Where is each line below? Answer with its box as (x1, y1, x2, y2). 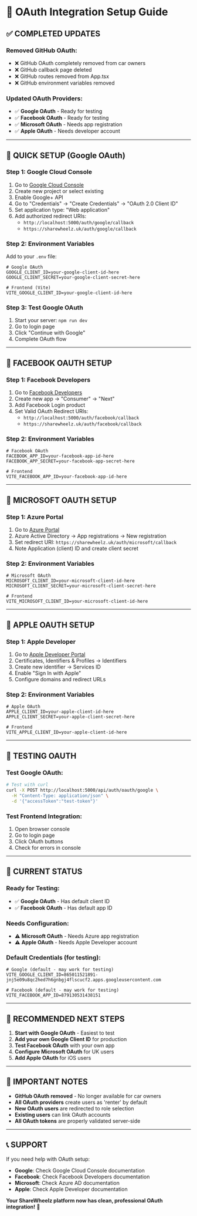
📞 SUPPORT (6, 1140, 48, 1150)
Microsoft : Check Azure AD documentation (14, 1179, 120, 1186)
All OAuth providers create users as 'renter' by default (14, 1099, 148, 1106)
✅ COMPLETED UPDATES (6, 29, 101, 39)
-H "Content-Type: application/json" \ (11, 792, 109, 799)
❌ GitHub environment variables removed (14, 79, 116, 86)
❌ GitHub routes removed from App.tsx (14, 73, 110, 80)
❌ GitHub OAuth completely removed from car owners (14, 59, 146, 66)
